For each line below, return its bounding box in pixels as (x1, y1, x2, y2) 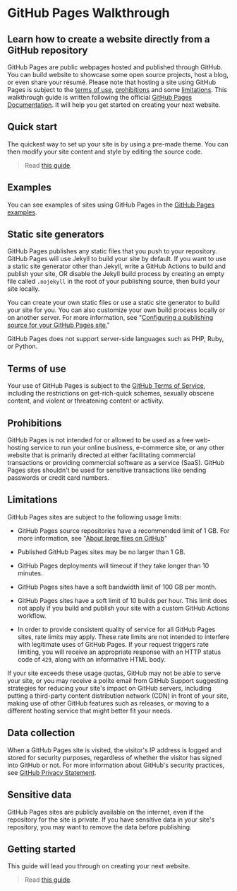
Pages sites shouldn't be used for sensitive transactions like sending (7, 466, 207, 475)
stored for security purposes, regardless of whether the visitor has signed (7, 753, 222, 761)
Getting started (7, 843, 76, 855)
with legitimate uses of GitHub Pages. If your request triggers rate (17, 640, 209, 648)
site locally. (7, 284, 40, 293)
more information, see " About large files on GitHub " (17, 534, 168, 542)
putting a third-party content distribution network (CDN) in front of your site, (7, 691, 229, 700)
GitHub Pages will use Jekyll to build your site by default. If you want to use (7, 255, 226, 263)
